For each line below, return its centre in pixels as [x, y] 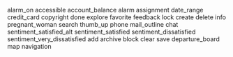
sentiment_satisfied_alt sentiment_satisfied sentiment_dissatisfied [102, 32]
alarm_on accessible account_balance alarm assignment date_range [105, 10]
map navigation [29, 46]
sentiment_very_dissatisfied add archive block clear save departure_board [113, 39]
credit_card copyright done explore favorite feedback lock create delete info [117, 17]
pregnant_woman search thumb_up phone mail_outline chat [93, 24]
